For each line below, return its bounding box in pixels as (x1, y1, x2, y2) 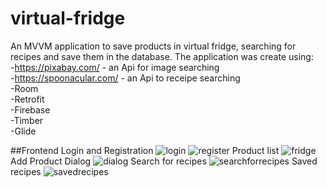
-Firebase (10, 103, 51, 116)
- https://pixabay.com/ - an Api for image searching (10, 61, 220, 73)
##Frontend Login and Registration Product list (10, 144, 280, 156)
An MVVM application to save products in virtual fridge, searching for (10, 40, 297, 52)
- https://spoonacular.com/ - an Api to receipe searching (10, 72, 241, 84)
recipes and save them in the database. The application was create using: (10, 50, 314, 62)
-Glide (10, 125, 37, 137)
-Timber (10, 114, 44, 126)
